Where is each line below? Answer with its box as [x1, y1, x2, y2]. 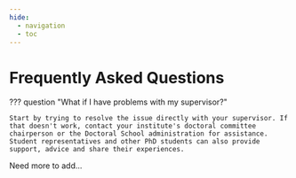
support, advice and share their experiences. [9, 145, 185, 154]
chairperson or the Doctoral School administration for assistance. [9, 129, 268, 138]
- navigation [17, 21, 66, 30]
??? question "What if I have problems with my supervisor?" [9, 97, 228, 107]
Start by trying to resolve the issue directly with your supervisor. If [9, 114, 289, 123]
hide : [9, 12, 29, 22]
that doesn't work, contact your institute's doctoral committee [9, 121, 256, 131]
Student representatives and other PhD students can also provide [9, 137, 260, 146]
